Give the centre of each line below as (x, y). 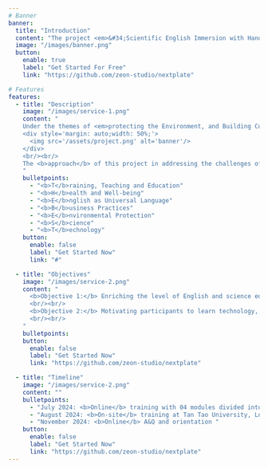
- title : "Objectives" (53, 274)
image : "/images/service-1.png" (76, 112)
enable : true (44, 61)
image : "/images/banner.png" (64, 45)
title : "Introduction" (53, 30)
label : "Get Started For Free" (75, 68)
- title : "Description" (55, 104)
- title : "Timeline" (49, 378)
